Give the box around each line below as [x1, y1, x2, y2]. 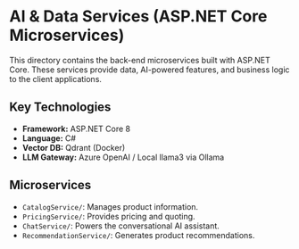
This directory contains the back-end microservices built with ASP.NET [9, 54, 270, 65]
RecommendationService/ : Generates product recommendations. [21, 229, 255, 240]
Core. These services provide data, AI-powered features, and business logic [9, 64, 290, 75]
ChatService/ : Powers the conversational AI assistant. [21, 220, 220, 231]
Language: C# [21, 132, 77, 144]
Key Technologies [9, 100, 112, 115]
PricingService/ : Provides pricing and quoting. [21, 211, 195, 221]
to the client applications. [9, 73, 103, 84]
